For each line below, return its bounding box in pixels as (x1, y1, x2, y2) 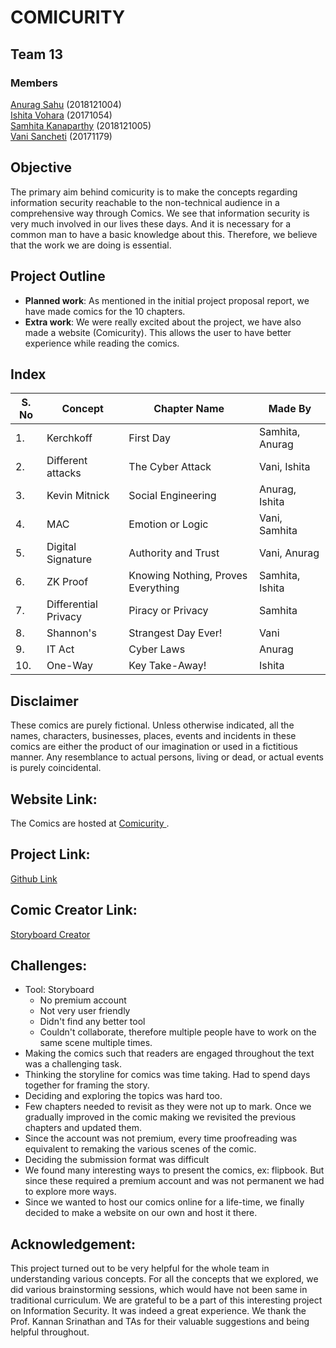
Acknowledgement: (10, 1236, 136, 1253)
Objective (10, 159, 73, 176)
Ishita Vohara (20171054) (10, 109, 113, 121)
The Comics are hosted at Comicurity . (10, 817, 170, 829)
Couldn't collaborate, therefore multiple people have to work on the (39, 1026, 317, 1038)
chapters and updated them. (24, 1122, 143, 1134)
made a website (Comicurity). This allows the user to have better (24, 326, 292, 338)
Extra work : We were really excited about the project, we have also (24, 316, 302, 328)
